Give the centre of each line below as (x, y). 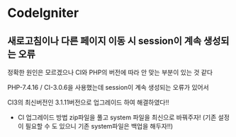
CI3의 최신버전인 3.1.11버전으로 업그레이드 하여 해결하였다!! (88, 102)
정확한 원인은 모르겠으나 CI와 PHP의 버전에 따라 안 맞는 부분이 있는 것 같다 (110, 72)
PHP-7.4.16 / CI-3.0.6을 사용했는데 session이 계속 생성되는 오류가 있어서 (108, 87)
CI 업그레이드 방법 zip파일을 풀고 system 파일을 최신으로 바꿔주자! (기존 (117, 117)
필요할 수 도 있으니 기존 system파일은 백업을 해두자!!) (99, 126)
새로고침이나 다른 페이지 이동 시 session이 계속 (105, 41)
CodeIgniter (43, 13)
